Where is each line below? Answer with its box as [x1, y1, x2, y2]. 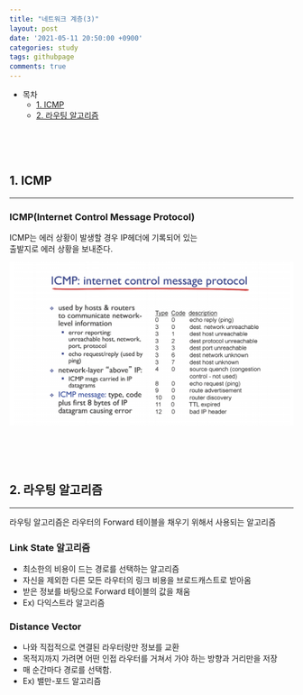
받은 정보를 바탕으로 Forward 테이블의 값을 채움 [22, 586, 191, 597]
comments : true [9, 62, 67, 71]
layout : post [9, 23, 59, 33]
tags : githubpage [9, 52, 75, 62]
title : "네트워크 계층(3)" [9, 14, 99, 23]
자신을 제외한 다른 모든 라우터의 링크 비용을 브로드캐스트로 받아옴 [22, 575, 252, 586]
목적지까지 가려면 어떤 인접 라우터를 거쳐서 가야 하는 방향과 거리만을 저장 [22, 654, 278, 664]
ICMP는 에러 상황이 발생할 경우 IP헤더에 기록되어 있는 [9, 233, 198, 243]
